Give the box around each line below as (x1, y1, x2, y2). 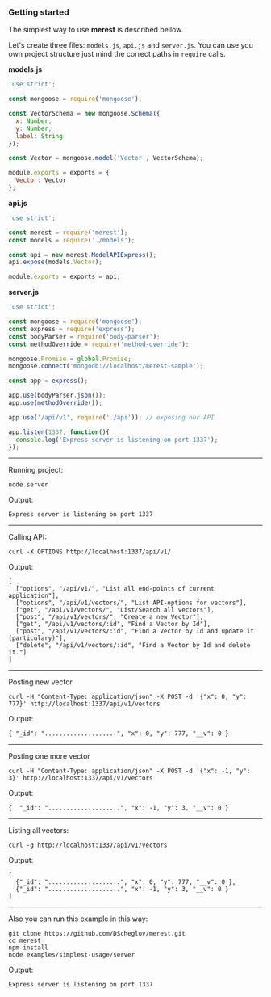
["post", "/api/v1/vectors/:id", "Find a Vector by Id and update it (15, 627, 254, 636)
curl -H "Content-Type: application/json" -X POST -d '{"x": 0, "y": (8, 693, 248, 701)
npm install (8, 944, 48, 952)
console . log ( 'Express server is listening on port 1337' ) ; (15, 435, 219, 444)
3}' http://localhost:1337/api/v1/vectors (8, 774, 153, 782)
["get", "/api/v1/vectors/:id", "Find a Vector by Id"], (15, 620, 211, 629)
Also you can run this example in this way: (8, 914, 148, 923)
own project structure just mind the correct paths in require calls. (8, 49, 226, 59)
